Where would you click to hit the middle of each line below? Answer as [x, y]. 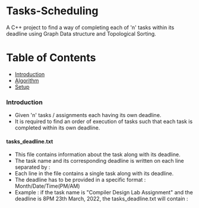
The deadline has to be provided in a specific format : [80, 180]
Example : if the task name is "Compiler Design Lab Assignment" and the [104, 193]
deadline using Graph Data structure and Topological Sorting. [81, 33]
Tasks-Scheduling [52, 11]
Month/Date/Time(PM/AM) [47, 186]
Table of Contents [51, 58]
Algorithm [27, 80]
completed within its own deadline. [57, 128]
